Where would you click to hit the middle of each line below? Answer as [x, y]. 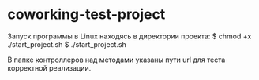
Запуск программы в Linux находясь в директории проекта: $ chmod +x [129, 36]
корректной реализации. [49, 67]
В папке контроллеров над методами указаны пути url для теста [116, 60]
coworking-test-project [86, 15]
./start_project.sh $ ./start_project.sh [67, 44]
